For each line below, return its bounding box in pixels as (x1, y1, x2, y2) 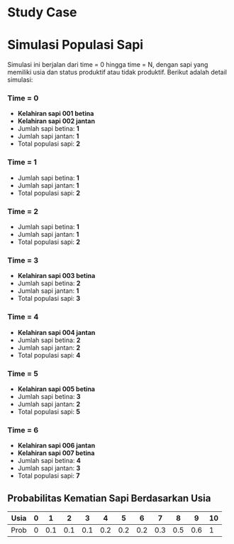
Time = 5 (7, 368, 39, 378)
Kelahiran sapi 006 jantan (17, 442, 96, 450)
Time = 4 (7, 312, 39, 322)
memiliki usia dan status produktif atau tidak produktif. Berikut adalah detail (7, 68, 227, 77)
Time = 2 (7, 206, 39, 216)
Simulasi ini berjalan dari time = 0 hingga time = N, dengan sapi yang (7, 60, 208, 69)
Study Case (7, 4, 77, 21)
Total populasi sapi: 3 (17, 294, 80, 303)
